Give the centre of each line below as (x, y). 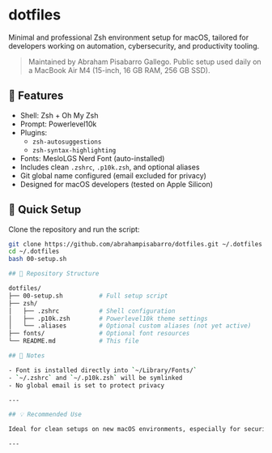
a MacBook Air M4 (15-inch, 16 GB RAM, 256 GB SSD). (119, 70)
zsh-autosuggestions (67, 142)
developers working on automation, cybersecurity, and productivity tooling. (134, 45)
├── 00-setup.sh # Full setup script (88, 296)
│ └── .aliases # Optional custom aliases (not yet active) (130, 326)
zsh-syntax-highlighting (74, 150)
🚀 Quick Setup (45, 209)
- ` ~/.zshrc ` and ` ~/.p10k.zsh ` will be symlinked (96, 378)
